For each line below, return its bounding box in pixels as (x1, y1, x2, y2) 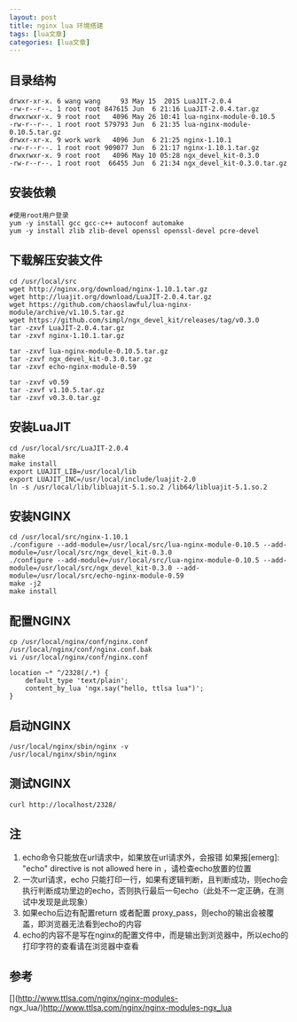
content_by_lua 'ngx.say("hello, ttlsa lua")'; (25, 684, 204, 693)
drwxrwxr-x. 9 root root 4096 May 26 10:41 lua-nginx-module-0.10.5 (9, 113, 276, 122)
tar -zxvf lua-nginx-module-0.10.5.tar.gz (9, 347, 168, 356)
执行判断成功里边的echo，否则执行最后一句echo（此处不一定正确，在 (21, 884, 277, 896)
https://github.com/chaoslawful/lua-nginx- (28, 300, 192, 309)
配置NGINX (9, 613, 72, 628)
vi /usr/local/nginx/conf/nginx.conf (9, 653, 149, 662)
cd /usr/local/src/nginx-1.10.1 (9, 533, 129, 542)
